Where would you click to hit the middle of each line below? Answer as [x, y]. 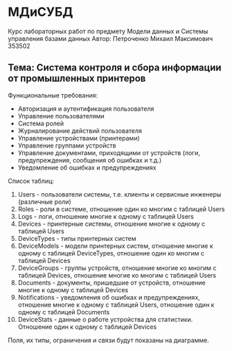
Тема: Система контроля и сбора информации [115, 67]
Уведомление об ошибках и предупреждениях [87, 168]
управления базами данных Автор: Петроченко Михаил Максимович [110, 38]
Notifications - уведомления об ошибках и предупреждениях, [109, 297]
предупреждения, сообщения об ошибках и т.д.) [90, 160]
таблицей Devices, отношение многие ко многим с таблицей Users [117, 275]
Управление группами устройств [67, 145]
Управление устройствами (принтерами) [79, 138]
